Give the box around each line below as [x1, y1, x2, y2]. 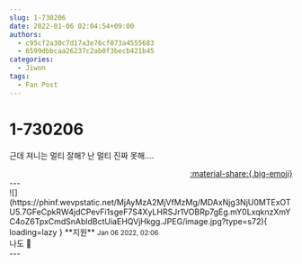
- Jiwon [17, 64, 47, 73]
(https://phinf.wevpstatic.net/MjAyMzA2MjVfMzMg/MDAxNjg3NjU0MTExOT [9, 196, 291, 207]
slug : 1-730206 [9, 13, 67, 23]
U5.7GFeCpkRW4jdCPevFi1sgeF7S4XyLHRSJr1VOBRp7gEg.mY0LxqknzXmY [9, 206, 291, 217]
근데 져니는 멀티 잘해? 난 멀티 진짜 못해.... [9, 150, 155, 160]
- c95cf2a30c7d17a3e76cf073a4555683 [17, 38, 155, 48]
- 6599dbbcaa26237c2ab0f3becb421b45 [17, 47, 155, 56]
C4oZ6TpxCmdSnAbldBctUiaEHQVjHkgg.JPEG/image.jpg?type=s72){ [9, 215, 268, 226]
